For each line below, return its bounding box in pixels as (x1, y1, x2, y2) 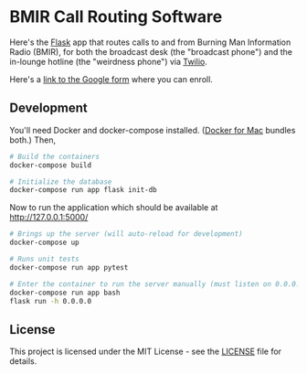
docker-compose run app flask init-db (9, 186, 157, 195)
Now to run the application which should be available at (9, 202, 218, 213)
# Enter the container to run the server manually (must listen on (9, 279, 272, 289)
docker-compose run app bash (9, 288, 121, 297)
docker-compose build (9, 160, 92, 170)
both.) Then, (9, 134, 57, 145)
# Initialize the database (9, 176, 112, 187)
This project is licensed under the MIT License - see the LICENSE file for (9, 346, 281, 358)
